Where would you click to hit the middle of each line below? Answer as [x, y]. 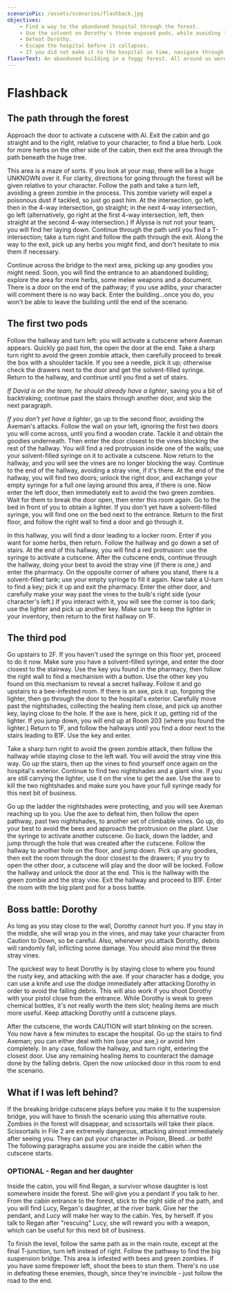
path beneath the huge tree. [47, 157]
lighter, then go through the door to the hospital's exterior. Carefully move [112, 699]
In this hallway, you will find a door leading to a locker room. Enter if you [109, 535]
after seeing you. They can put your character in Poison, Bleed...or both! [110, 1138]
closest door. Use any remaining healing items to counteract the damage [110, 1056]
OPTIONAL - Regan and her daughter [70, 1171]
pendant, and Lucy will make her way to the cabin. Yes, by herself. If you [110, 1216]
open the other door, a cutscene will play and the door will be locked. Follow [115, 865]
